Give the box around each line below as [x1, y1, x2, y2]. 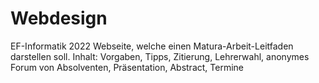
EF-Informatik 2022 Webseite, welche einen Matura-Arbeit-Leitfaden [10, 40, 294, 52]
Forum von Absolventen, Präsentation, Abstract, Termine [10, 61, 244, 73]
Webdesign [10, 7, 108, 30]
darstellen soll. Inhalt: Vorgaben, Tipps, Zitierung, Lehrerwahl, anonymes [10, 50, 310, 62]
